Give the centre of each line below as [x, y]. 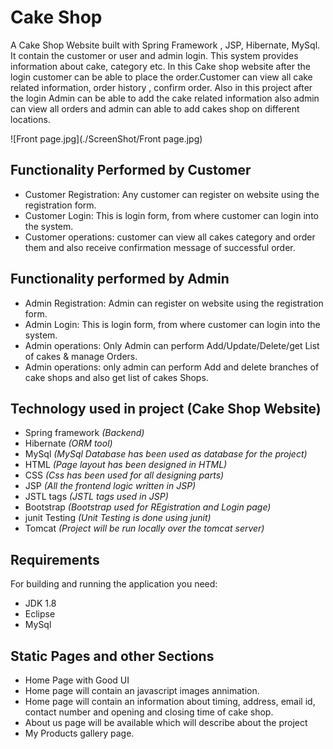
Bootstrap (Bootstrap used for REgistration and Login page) [148, 507]
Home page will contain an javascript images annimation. [142, 690]
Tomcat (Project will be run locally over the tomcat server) [144, 528]
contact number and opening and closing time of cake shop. [149, 712]
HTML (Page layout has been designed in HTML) [126, 465]
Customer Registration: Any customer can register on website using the [172, 194]
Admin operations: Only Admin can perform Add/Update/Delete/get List [172, 345]
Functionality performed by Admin [120, 279]
